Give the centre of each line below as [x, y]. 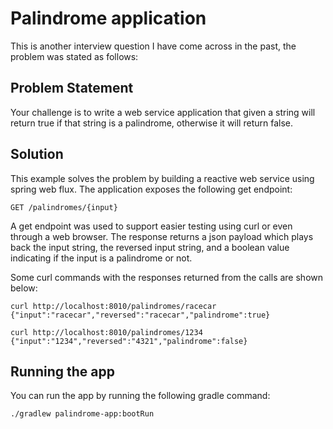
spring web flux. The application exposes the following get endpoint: [151, 189]
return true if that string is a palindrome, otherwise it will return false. [152, 123]
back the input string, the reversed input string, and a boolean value [150, 247]
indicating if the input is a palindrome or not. [101, 258]
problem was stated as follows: [74, 56]
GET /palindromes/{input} [64, 207]
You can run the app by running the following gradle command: [140, 396]
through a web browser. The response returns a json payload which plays [162, 236]
